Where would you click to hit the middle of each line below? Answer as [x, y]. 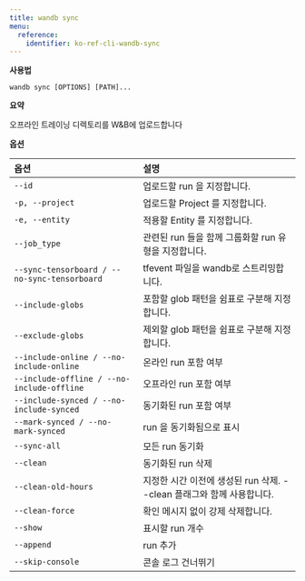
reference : [38, 35]
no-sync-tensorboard [58, 279]
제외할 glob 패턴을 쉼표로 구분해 [207, 330]
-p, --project [44, 203]
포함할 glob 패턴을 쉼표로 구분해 [207, 299]
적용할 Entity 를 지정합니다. [197, 221]
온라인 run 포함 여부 [183, 363]
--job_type [37, 244]
